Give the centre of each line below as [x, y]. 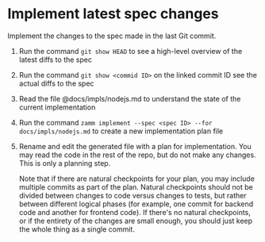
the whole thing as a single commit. [77, 229]
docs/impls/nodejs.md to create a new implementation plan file [121, 131]
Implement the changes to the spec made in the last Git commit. [112, 36]
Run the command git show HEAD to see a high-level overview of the [131, 51]
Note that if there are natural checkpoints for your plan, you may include [137, 179]
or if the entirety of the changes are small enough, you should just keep [136, 221]
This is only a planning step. [65, 163]
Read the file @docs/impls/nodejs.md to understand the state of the [130, 98]
